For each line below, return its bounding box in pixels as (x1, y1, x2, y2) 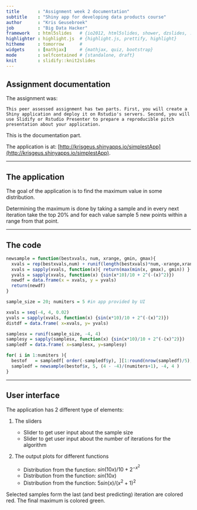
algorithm (23, 441, 47, 448)
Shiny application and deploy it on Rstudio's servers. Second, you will (6, 111, 191, 117)
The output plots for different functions (14, 453, 109, 460)
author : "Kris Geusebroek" (6, 19, 88, 25)
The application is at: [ (6, 143, 60, 150)
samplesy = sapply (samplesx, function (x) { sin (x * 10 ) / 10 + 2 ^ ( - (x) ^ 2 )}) (6, 336, 185, 342)
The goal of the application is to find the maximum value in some (6, 188, 162, 195)
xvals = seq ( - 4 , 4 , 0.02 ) (6, 309, 69, 315)
